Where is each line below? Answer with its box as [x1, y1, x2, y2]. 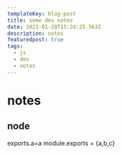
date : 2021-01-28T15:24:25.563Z [7, 23, 101, 30]
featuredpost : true [7, 36, 64, 43]
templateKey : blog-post [7, 10, 77, 17]
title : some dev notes [7, 17, 73, 24]
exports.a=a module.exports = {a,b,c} [7, 139, 116, 147]
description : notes [7, 29, 64, 37]
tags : [7, 43, 23, 50]
